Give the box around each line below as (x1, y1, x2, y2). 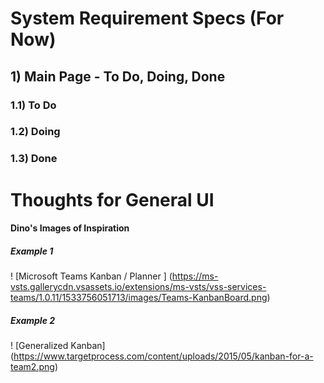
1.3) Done (10, 152, 58, 166)
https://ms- (171, 270, 219, 282)
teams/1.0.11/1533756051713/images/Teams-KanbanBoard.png (10, 292, 268, 304)
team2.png (10, 361, 55, 373)
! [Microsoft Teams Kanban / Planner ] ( (10, 270, 173, 282)
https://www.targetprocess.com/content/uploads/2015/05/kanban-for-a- (13, 350, 314, 362)
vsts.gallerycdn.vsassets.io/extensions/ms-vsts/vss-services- (10, 281, 267, 293)
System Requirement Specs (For (10, 7, 285, 30)
